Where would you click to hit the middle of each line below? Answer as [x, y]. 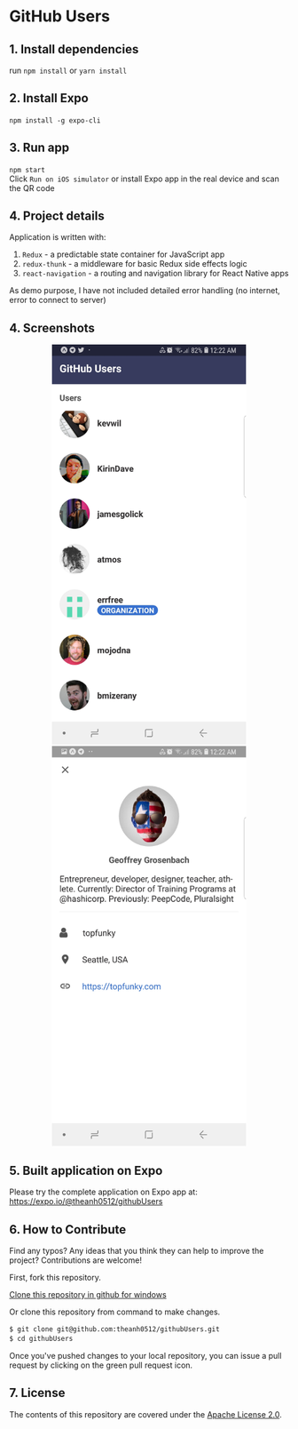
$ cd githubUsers [41, 1339]
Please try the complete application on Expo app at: [103, 1192]
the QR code [32, 188]
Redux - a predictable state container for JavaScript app [123, 254]
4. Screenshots [52, 327]
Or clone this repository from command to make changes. [115, 1312]
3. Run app [39, 148]
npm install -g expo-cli [55, 120]
